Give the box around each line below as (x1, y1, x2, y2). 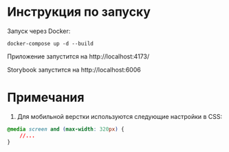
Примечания (7, 90, 85, 105)
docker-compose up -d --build (7, 40, 94, 47)
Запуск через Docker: (7, 27, 71, 35)
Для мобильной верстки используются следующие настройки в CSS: (17, 112, 223, 120)
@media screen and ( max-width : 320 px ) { (7, 125, 125, 133)
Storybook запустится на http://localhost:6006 (7, 65, 141, 74)
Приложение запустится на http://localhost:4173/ (7, 52, 150, 61)
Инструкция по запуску (7, 4, 151, 20)
